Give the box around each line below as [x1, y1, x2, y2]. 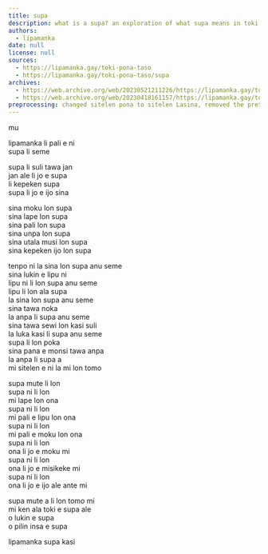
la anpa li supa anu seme [8, 313, 90, 322]
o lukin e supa [8, 513, 54, 523]
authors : [8, 26, 37, 34]
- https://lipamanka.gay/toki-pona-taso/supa [15, 71, 170, 79]
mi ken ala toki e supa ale [8, 504, 92, 514]
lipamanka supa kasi [8, 537, 76, 547]
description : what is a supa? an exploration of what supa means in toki [8, 19, 259, 27]
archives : [8, 78, 41, 86]
